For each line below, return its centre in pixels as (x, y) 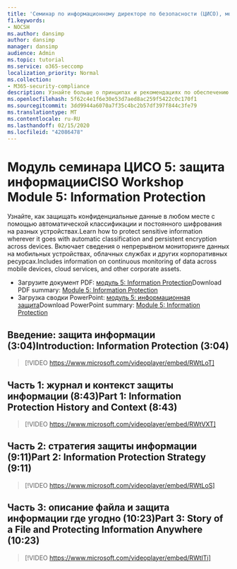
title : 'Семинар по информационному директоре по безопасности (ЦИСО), (115, 14)
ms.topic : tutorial (36, 60)
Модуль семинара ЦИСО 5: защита (116, 167)
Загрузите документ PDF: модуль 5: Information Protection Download (120, 282)
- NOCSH (19, 27)
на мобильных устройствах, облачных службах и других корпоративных (117, 254)
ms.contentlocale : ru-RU (44, 119)
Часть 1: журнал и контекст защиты (91, 385)
